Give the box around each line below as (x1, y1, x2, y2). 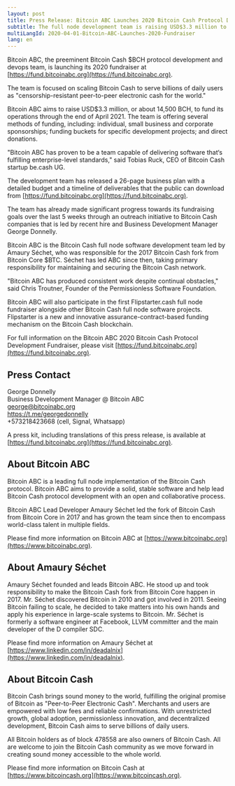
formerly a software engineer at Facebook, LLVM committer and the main (7, 617, 219, 626)
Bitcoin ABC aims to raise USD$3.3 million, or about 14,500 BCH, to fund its (7, 105, 224, 113)
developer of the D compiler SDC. (7, 624, 105, 633)
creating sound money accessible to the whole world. (7, 750, 162, 759)
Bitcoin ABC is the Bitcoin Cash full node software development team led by (7, 241, 226, 249)
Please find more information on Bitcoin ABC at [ (7, 533, 147, 542)
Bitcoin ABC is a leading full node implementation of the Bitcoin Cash (7, 477, 206, 485)
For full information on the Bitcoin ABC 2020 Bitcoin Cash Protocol (7, 334, 199, 342)
